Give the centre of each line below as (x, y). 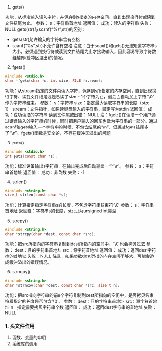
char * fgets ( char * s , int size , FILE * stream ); (54, 80)
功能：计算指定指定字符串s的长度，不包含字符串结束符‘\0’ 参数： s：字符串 (79, 205)
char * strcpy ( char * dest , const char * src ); (51, 234)
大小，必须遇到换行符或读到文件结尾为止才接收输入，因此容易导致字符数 (84, 51)
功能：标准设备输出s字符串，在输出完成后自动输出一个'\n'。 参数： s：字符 (80, 166)
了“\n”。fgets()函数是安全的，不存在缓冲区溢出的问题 (58, 133)
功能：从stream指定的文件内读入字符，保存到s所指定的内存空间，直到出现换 (81, 90)
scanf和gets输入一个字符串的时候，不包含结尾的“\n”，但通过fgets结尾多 (77, 127)
